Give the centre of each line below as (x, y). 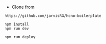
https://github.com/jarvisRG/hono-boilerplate (53, 16)
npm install (17, 24)
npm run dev (17, 29)
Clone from (23, 7)
